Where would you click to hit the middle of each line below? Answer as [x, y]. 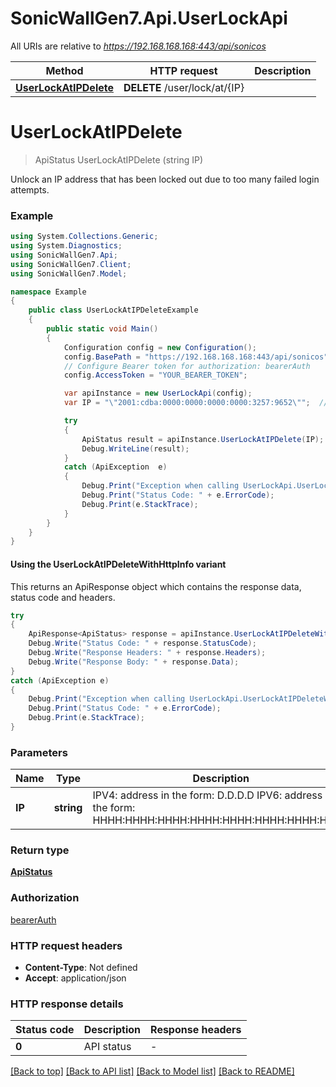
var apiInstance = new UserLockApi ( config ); [158, 393]
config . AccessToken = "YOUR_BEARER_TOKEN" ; [155, 375]
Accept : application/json [75, 978]
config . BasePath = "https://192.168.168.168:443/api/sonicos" [196, 357]
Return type [40, 850]
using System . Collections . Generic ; [84, 237]
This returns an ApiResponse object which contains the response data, [156, 586]
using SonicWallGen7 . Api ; [64, 255]
